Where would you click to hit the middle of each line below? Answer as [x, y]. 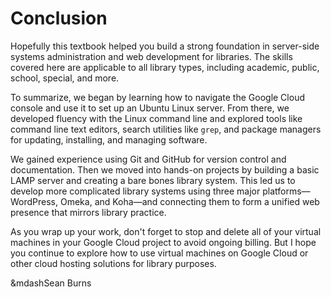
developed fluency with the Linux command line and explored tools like [156, 118]
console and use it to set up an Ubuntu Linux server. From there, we [150, 108]
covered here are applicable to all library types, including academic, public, [165, 67]
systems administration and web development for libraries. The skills [151, 56]
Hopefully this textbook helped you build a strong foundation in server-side [165, 46]
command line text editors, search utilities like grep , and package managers [166, 129]
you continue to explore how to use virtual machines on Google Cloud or [159, 253]
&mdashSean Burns [51, 283]
